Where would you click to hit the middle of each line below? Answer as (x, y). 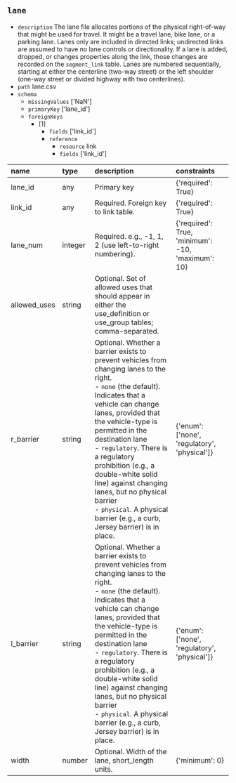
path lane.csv (37, 86)
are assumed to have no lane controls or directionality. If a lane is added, (123, 49)
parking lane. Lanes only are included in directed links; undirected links (120, 41)
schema (27, 94)
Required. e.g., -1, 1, (129, 236)
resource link (78, 146)
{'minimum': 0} (200, 760)
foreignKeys (45, 117)
